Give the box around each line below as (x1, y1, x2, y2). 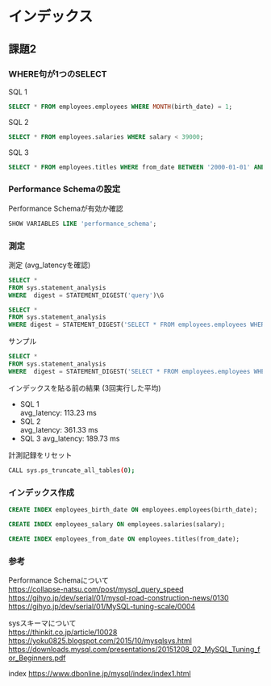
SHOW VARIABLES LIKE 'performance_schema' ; (8, 220, 157, 228)
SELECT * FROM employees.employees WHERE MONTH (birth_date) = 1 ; (8, 102, 232, 111)
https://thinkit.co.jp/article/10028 (8, 627, 118, 637)
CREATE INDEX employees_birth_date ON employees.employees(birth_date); (8, 506, 258, 514)
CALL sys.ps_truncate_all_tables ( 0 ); (8, 466, 135, 475)
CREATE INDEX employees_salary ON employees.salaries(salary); (8, 520, 226, 529)
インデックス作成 (8, 487, 75, 498)
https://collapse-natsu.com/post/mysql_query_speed (8, 584, 184, 594)
